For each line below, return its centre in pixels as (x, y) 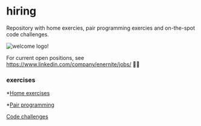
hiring (21, 11)
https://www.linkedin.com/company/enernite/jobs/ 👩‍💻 (73, 64)
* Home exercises (28, 93)
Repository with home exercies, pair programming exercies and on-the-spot (101, 28)
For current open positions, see (45, 58)
